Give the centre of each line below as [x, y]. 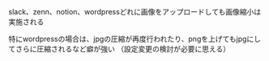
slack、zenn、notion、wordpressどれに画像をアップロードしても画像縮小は [135, 12]
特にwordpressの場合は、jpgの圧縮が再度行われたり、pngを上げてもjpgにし [135, 39]
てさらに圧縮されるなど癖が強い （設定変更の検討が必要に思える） [120, 49]
